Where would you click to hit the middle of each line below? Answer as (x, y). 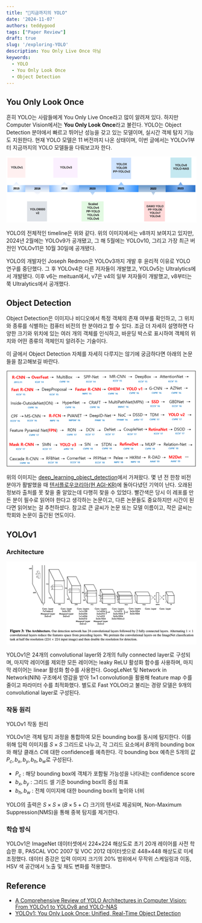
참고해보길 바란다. (38, 362)
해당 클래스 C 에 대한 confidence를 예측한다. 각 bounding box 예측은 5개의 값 (104, 752)
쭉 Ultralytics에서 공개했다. (38, 283)
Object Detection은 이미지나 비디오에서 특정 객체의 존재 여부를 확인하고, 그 (95, 319)
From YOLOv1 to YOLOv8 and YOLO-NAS (66, 907)
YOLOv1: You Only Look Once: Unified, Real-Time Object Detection (98, 913)
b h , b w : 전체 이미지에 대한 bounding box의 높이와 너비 (80, 792)
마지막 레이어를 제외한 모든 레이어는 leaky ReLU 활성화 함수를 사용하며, (98, 662)
